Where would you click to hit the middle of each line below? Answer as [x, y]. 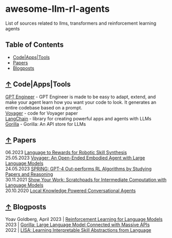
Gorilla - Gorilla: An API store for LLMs [46, 124]
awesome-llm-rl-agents [58, 9]
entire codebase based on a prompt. [44, 107]
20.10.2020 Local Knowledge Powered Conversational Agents [71, 191]
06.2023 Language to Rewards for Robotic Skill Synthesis [66, 153]
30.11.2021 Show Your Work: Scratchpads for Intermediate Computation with [86, 180]
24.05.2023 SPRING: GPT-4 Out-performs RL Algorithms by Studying [79, 169]
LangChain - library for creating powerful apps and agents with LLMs [78, 118]
